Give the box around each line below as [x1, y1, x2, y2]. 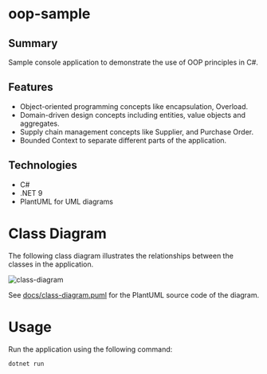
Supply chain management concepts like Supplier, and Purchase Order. [19, 127, 253, 136]
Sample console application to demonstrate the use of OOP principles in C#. [8, 57, 259, 67]
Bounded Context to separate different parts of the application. [19, 135, 227, 145]
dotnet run [8, 360, 45, 368]
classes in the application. [8, 259, 94, 269]
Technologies [8, 158, 78, 172]
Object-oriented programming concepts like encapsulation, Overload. [19, 101, 249, 111]
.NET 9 [19, 188, 43, 197]
